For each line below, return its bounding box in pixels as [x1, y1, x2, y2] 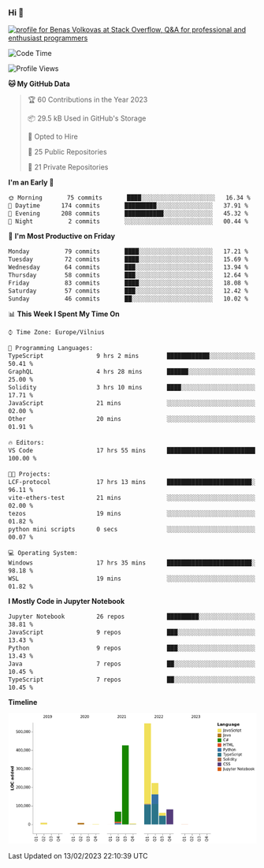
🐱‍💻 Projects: [8, 471, 51, 479]
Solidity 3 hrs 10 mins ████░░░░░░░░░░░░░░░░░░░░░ [8, 384, 256, 392]
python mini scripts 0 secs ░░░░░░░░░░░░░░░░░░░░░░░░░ [8, 526, 256, 534]
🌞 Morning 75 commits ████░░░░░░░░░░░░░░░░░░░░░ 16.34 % [8, 194, 251, 202]
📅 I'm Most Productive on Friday [8, 232, 116, 241]
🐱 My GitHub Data [8, 79, 71, 89]
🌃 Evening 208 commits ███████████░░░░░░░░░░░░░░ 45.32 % [8, 210, 248, 218]
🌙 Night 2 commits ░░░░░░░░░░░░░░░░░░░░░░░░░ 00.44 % [8, 218, 248, 225]
